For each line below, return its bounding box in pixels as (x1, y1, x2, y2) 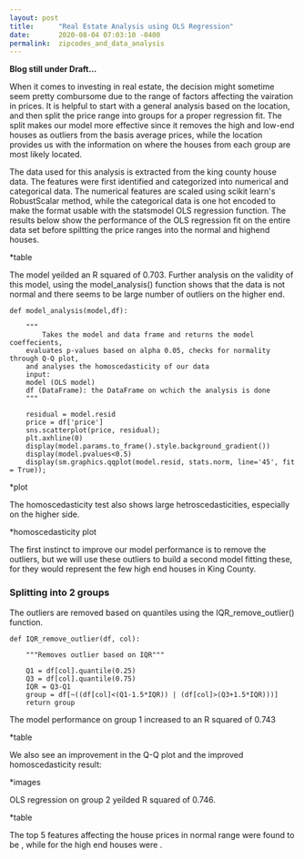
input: (25, 370, 51, 379)
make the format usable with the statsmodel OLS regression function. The (9, 206, 287, 217)
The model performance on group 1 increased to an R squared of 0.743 (9, 713, 276, 724)
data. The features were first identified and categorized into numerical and (9, 177, 289, 187)
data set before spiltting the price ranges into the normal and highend (9, 225, 270, 236)
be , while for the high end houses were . (9, 839, 163, 850)
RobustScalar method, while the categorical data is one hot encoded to (9, 196, 276, 207)
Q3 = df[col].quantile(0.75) (25, 674, 137, 683)
